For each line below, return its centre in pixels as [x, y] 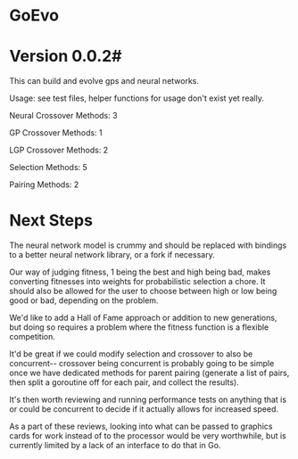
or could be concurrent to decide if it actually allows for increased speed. [144, 409]
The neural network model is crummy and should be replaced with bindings [148, 245]
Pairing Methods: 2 [44, 184]
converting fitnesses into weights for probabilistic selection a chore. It [137, 282]
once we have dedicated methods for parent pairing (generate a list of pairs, [149, 373]
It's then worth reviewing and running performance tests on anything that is [148, 400]
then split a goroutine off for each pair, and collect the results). [124, 382]
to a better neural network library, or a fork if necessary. [112, 255]
